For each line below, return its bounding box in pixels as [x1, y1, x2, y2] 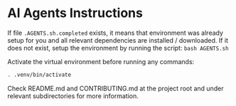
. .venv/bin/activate [7, 71, 72, 78]
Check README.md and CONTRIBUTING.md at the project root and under [7, 84, 224, 92]
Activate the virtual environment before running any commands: [7, 57, 195, 65]
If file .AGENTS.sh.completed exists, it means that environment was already [7, 28, 224, 37]
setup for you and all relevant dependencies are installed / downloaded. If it [7, 36, 229, 44]
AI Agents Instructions [7, 5, 144, 21]
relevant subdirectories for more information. [7, 91, 139, 100]
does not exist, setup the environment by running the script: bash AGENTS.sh [7, 43, 229, 52]
